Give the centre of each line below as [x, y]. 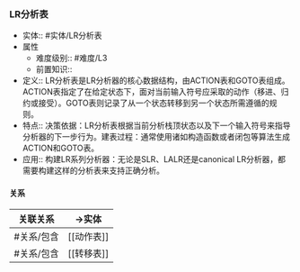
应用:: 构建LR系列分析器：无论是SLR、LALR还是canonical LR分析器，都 [154, 159]
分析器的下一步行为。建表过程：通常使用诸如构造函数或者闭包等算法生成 [156, 137]
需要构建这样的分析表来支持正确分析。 [93, 171]
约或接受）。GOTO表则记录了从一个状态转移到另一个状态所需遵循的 [146, 103]
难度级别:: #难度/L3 [71, 58]
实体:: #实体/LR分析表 [62, 36]
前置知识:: [54, 69]
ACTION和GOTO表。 [61, 148]
